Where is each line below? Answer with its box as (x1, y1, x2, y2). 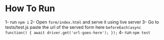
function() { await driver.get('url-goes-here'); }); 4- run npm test (5, 29, 151, 35)
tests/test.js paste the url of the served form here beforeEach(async (5, 24, 141, 30)
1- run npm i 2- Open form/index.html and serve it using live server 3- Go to (5, 19, 159, 25)
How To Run (5, 3, 55, 14)
